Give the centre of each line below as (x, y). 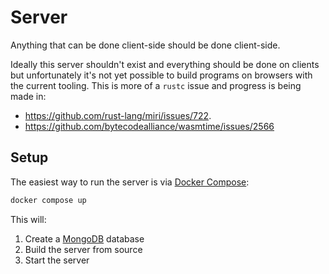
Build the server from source (83, 249)
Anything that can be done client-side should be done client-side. (145, 45)
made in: (28, 96)
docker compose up (48, 200)
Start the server (57, 260)
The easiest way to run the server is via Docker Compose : (130, 182)
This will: (28, 219)
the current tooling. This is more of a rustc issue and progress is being (156, 85)
